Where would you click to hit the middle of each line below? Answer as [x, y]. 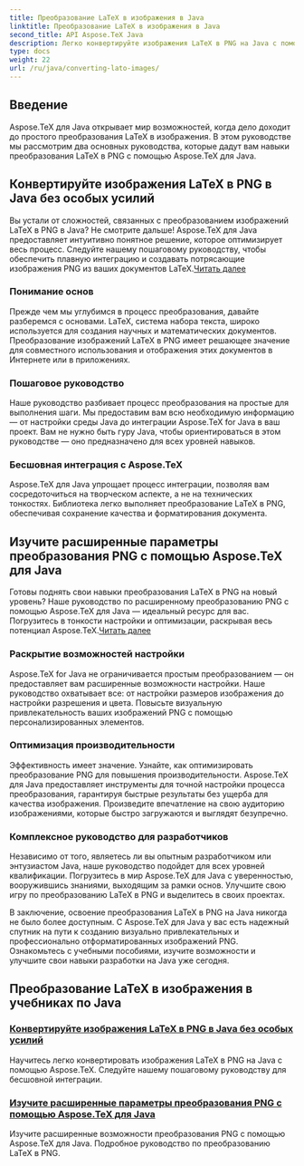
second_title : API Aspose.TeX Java [76, 34]
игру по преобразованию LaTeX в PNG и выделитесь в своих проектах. [147, 895]
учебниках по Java [66, 1003]
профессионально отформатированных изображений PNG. [124, 941]
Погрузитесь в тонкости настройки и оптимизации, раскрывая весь [141, 621]
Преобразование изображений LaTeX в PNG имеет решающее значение [150, 340]
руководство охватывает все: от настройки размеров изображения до [147, 693]
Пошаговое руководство [67, 383]
